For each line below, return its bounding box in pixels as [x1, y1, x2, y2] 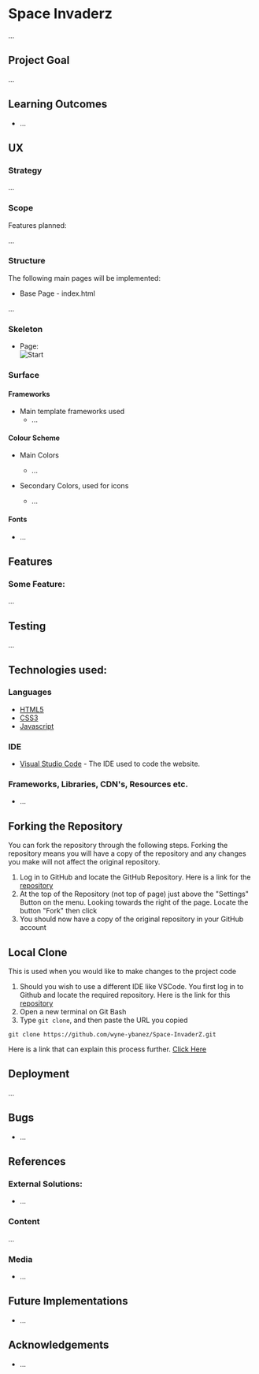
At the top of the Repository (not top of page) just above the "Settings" [19, 889, 250, 899]
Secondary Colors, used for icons [19, 481, 129, 491]
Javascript [19, 721, 54, 730]
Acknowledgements [8, 1339, 109, 1352]
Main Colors [19, 450, 59, 460]
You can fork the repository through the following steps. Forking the [8, 841, 228, 850]
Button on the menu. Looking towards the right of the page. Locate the [19, 898, 249, 907]
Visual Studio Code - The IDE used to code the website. [19, 759, 201, 769]
